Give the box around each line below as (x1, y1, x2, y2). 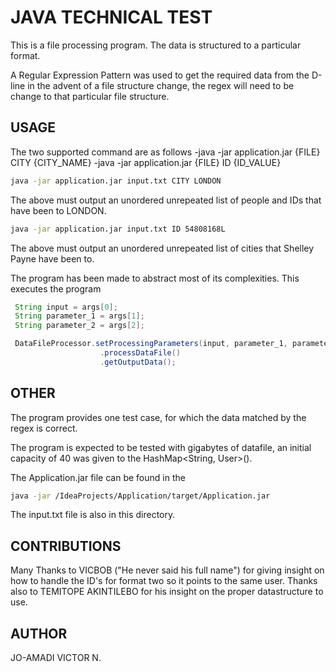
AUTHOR (10, 625, 68, 642)
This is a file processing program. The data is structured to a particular (10, 39, 302, 51)
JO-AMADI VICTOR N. (10, 652, 102, 664)
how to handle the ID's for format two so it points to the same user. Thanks (10, 575, 318, 587)
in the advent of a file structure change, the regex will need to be (27, 79, 295, 91)
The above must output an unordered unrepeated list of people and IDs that (10, 194, 322, 206)
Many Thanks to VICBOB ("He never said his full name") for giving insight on (10, 564, 325, 576)
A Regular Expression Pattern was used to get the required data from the (10, 69, 310, 81)
